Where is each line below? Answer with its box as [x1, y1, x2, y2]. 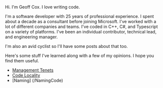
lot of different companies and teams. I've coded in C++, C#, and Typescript [5, 24, 158, 29]
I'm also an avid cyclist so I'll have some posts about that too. [5, 44, 128, 49]
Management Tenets [12, 67, 54, 73]
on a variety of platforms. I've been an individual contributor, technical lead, [5, 29, 157, 34]
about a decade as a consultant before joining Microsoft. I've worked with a [5, 19, 157, 24]
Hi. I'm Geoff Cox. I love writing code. [5, 4, 80, 10]
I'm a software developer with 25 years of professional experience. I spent [5, 14, 154, 19]
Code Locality [12, 73, 40, 78]
